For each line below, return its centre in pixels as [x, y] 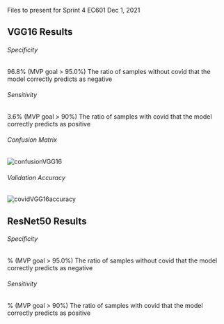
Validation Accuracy [37, 177]
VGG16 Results [40, 32]
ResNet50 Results [47, 221]
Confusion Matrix [32, 140]
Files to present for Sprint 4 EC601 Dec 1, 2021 [74, 10]
